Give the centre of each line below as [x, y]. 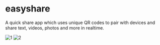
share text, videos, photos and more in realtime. [55, 27]
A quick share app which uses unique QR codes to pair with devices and [80, 22]
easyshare [28, 9]
